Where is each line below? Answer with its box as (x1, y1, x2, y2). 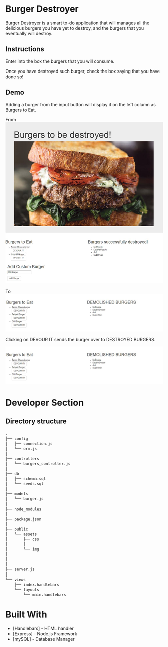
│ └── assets (5, 532, 37, 537)
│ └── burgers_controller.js (5, 461, 71, 466)
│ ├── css (5, 537, 39, 542)
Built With (5, 609, 47, 620)
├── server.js (5, 567, 35, 572)
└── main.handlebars (23, 592, 66, 597)
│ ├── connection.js (5, 441, 53, 446)
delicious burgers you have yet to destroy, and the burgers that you (5, 25, 144, 31)
